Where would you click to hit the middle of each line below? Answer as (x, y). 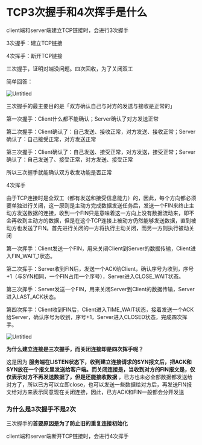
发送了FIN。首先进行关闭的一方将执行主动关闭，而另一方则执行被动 (106, 228)
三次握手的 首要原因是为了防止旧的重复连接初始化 (67, 423)
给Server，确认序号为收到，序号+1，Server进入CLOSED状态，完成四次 (94, 317)
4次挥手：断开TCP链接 (34, 55)
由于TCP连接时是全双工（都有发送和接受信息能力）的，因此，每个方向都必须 (101, 198)
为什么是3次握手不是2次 (41, 409)
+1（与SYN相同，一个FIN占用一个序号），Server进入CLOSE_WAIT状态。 (95, 276)
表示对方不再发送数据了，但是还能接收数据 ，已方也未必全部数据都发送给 (102, 377)
